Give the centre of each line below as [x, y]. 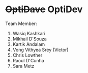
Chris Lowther [27, 55]
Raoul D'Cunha [28, 60]
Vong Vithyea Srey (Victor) [40, 50]
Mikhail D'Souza [30, 39]
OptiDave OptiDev [44, 9]
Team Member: [21, 23]
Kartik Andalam [29, 44]
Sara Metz [23, 66]
